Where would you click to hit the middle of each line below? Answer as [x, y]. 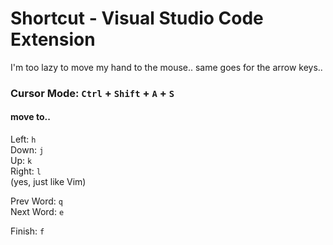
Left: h [23, 139]
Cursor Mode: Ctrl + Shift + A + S [92, 93]
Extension [53, 39]
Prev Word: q [36, 201]
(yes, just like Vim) [48, 182]
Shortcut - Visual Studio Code [137, 18]
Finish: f [27, 231]
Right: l [26, 171]
